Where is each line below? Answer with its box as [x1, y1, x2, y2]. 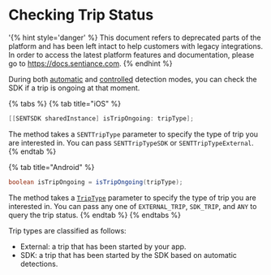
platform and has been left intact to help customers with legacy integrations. [8, 41, 264, 50]
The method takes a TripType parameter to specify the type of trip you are [8, 193, 257, 203]
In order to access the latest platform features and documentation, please [8, 50, 255, 59]
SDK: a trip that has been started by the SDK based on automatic [19, 250, 238, 260]
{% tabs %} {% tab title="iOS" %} [8, 98, 122, 108]
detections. [19, 259, 58, 268]
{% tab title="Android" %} [8, 162, 95, 172]
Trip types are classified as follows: [8, 225, 127, 235]
